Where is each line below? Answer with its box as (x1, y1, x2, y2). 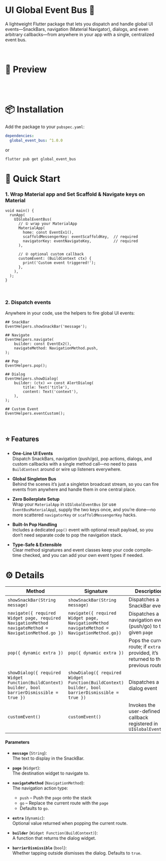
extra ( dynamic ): (12, 815, 45, 821)
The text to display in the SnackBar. (12, 755, 85, 762)
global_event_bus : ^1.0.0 (9, 138, 63, 143)
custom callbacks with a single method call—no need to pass (12, 461, 137, 467)
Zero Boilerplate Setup (12, 496, 60, 502)
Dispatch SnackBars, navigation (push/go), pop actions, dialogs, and (12, 456, 152, 462)
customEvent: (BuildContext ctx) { (18, 256, 92, 261)
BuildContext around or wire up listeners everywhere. (12, 467, 122, 472)
